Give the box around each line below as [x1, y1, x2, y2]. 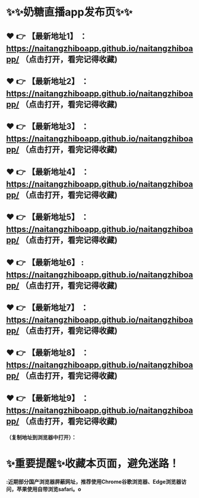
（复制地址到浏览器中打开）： [6, 434, 77, 441]
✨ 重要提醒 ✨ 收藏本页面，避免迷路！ [6, 457, 180, 471]
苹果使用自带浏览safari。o [16, 485, 81, 493]
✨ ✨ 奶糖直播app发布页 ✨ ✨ [6, 5, 132, 19]
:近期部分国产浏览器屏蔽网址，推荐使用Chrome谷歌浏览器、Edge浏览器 [6, 478, 182, 485]
